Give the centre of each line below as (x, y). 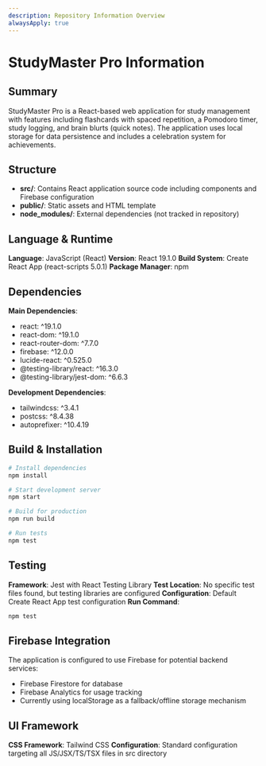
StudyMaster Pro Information (106, 62)
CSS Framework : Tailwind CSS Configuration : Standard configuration (123, 745)
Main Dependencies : (43, 310)
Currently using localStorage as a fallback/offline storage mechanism (133, 701)
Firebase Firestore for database (71, 684)
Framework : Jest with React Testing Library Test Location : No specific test (132, 585)
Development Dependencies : (57, 392)
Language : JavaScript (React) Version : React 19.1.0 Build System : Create (128, 259)
